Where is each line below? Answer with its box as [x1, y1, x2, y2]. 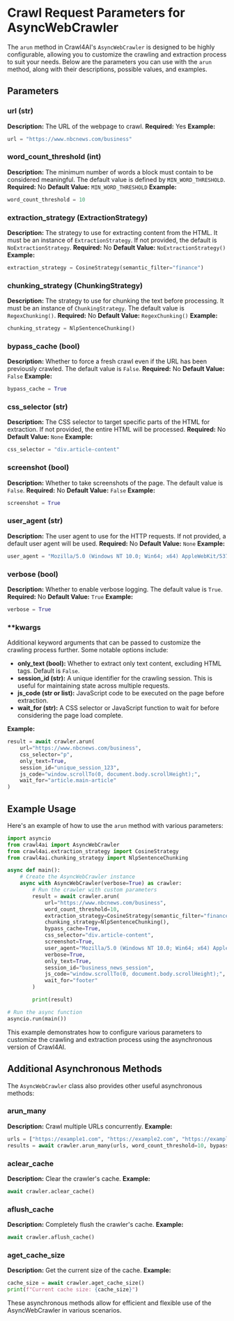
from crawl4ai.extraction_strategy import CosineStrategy [7, 847, 179, 855]
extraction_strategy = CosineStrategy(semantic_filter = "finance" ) [7, 264, 204, 271]
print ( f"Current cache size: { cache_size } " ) [7, 1286, 139, 1293]
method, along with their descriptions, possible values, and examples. [7, 65, 208, 73]
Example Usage [7, 803, 77, 815]
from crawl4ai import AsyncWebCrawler [7, 841, 120, 848]
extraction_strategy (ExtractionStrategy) [7, 213, 148, 222]
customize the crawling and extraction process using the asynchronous [7, 1035, 212, 1043]
